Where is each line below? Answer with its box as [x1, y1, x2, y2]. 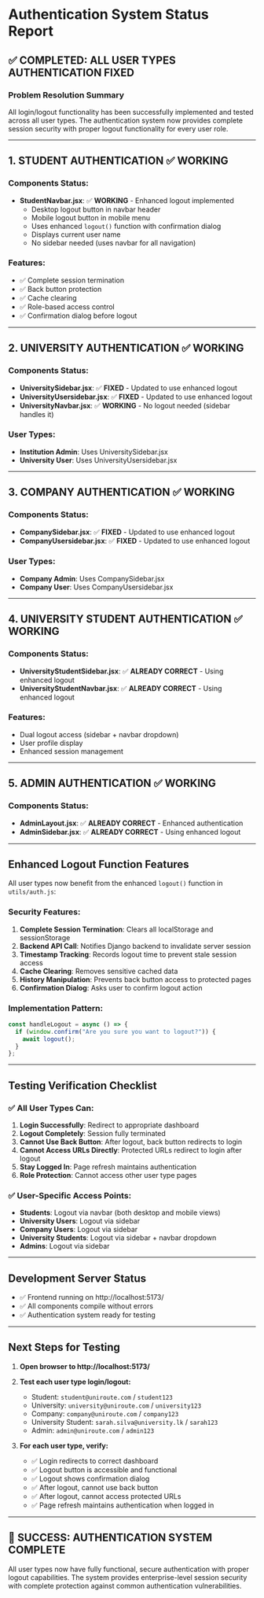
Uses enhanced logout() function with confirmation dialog [31, 221, 222, 231]
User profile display [19, 738, 83, 747]
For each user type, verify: [19, 1441, 108, 1450]
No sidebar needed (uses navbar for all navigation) [31, 238, 196, 247]
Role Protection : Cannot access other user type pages [19, 1170, 197, 1179]
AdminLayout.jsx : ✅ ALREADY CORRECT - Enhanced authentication [19, 818, 244, 828]
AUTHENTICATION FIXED [8, 65, 135, 79]
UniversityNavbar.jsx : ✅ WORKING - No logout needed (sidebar [19, 400, 230, 410]
